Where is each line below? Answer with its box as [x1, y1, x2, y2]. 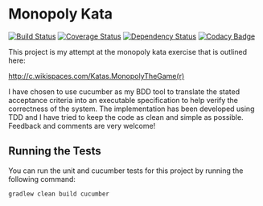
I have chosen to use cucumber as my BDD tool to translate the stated [8, 86, 240, 97]
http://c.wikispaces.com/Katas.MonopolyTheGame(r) [8, 71, 185, 80]
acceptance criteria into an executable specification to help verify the [8, 95, 239, 105]
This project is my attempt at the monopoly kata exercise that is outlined [8, 47, 248, 56]
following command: [8, 174, 76, 183]
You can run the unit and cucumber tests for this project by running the [8, 166, 244, 175]
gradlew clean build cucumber [8, 190, 110, 198]
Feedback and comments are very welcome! [8, 121, 156, 130]
